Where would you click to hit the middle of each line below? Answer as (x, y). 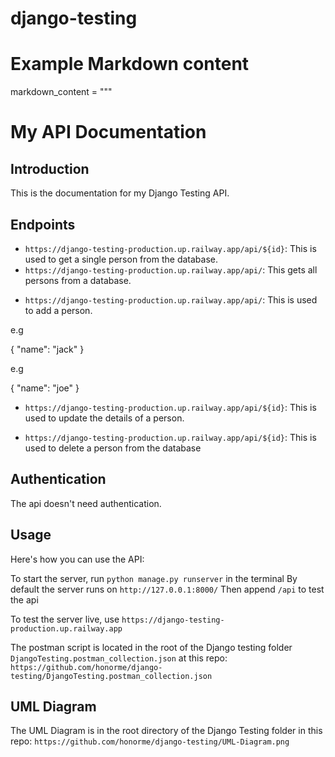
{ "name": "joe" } (45, 388)
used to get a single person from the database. (121, 259)
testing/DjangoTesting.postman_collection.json (111, 676)
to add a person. (58, 310)
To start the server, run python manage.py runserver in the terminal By (154, 578)
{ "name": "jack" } (47, 349)
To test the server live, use (65, 619)
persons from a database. (78, 280)
